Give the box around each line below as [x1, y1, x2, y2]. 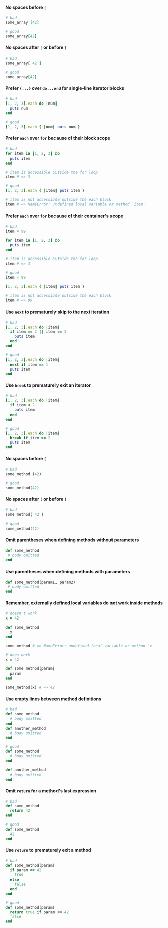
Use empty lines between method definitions [5, 696, 102, 702]
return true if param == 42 [10, 909, 69, 915]
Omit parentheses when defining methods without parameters [5, 537, 139, 543]
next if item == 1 [10, 362, 49, 367]
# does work [5, 652, 30, 657]
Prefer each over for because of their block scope [5, 135, 111, 141]
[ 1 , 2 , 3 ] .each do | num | [5, 101, 58, 106]
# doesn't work [5, 611, 37, 616]
